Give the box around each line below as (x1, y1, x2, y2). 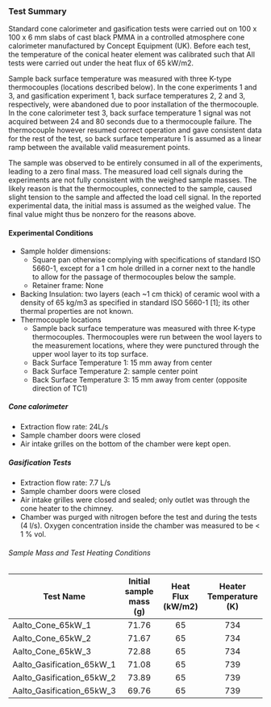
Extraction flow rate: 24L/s (19, 422, 109, 432)
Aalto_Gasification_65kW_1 (12, 659, 117, 670)
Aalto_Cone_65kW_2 (12, 632, 91, 643)
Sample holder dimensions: (19, 246, 111, 256)
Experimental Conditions (8, 228, 94, 237)
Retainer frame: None (31, 280, 104, 290)
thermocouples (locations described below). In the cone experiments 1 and (8, 82, 257, 92)
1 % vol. (19, 529, 47, 539)
